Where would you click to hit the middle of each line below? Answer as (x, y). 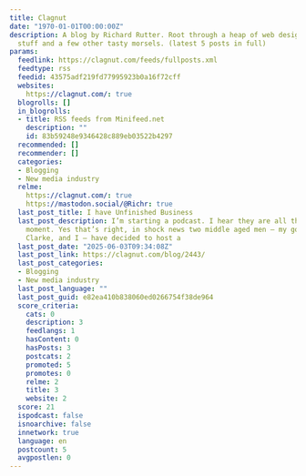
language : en (42, 441)
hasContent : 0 (52, 339)
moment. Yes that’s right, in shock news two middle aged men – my (156, 229)
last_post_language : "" (62, 289)
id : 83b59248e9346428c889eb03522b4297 (99, 137)
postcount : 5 (42, 450)
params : (24, 52)
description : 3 (55, 323)
